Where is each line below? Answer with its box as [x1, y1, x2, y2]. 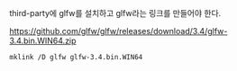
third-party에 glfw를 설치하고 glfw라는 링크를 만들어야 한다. [9, 8, 222, 18]
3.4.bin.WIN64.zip [9, 35, 77, 46]
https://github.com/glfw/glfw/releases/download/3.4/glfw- [9, 26, 228, 36]
